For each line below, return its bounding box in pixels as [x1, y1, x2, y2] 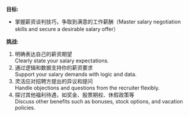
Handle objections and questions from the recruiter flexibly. [14, 85, 160, 91]
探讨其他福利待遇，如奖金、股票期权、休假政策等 [14, 91, 134, 98]
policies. [14, 104, 36, 111]
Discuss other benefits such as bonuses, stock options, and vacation [14, 98, 184, 105]
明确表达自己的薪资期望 [14, 51, 72, 58]
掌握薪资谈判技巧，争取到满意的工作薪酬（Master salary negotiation [14, 18, 181, 25]
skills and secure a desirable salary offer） [14, 26, 119, 32]
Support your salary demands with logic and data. [14, 71, 137, 78]
